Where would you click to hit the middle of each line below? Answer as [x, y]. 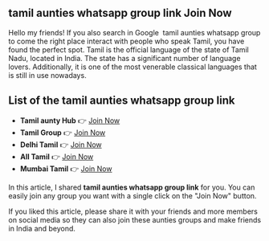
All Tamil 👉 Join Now [57, 157]
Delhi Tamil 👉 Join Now [61, 145]
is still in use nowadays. [47, 75]
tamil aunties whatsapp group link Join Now [120, 13]
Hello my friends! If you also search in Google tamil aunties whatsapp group [134, 32]
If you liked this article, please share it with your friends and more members [133, 211]
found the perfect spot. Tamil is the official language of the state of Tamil [128, 49]
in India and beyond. [42, 228]
